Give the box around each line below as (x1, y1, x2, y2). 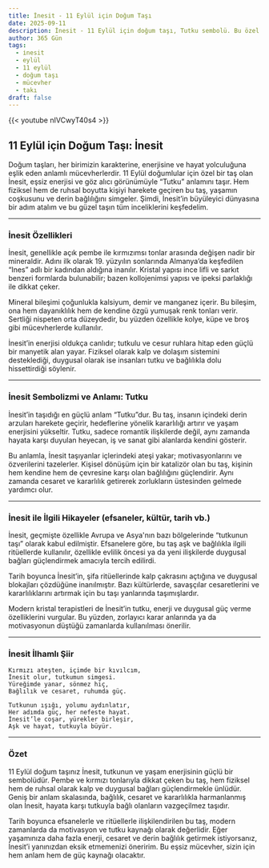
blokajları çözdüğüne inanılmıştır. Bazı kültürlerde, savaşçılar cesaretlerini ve (8, 579, 260, 589)
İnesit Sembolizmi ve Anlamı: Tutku (8, 391, 148, 402)
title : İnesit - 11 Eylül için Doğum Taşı (8, 11, 152, 20)
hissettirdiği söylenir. (8, 364, 77, 374)
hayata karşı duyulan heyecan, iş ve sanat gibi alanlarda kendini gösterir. (8, 435, 247, 445)
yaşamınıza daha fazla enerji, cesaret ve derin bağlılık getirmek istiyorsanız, (8, 833, 258, 842)
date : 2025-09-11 (8, 19, 66, 27)
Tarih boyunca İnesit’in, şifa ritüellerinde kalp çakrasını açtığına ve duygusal (8, 571, 258, 581)
